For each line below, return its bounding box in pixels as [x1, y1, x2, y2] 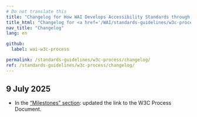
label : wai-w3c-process [11, 46, 69, 53]
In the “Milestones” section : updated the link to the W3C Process [14, 99, 172, 106]
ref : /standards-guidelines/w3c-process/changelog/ [6, 62, 135, 68]
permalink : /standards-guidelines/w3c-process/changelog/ [6, 57, 151, 63]
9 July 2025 [6, 84, 51, 94]
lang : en [6, 30, 28, 36]
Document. [14, 106, 42, 113]
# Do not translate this [6, 8, 67, 15]
